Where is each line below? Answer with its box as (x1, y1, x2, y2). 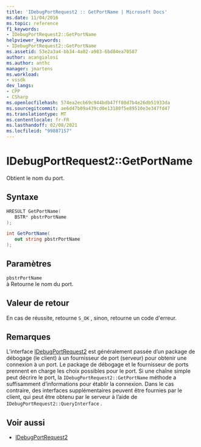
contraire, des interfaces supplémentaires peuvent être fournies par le (6, 387, 183, 394)
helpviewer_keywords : (6, 37, 62, 43)
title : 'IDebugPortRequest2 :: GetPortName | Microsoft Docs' (6, 9, 167, 15)
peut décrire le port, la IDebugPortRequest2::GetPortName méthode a (6, 374, 177, 381)
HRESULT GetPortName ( (6, 208, 62, 214)
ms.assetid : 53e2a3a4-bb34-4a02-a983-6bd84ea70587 (6, 49, 138, 55)
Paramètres (6, 259, 52, 269)
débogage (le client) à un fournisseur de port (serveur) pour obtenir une (6, 354, 187, 362)
